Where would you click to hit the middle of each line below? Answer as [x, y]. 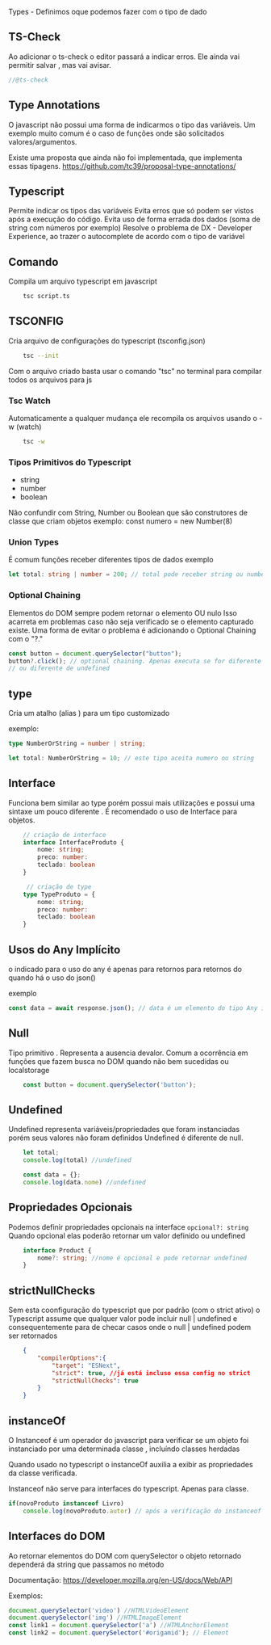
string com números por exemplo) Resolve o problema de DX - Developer [130, 228]
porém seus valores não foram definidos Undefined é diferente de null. [126, 1138]
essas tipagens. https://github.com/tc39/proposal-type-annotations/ [122, 166]
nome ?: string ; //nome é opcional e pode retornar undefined [142, 1258]
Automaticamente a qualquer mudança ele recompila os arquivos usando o [133, 418]
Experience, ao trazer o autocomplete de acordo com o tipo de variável [127, 237]
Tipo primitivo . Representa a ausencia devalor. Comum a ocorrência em [128, 1053]
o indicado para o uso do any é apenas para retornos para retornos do [125, 969]
